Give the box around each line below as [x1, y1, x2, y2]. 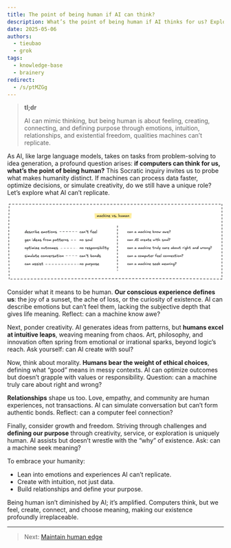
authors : [7, 33, 32, 40]
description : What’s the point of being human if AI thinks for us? [7, 18, 208, 25]
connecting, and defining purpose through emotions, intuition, [23, 124, 200, 132]
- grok [13, 48, 32, 54]
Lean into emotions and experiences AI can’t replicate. [16, 470, 172, 478]
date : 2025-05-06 [7, 25, 57, 32]
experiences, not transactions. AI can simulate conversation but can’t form [7, 401, 219, 409]
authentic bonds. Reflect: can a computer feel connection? [7, 408, 173, 417]
